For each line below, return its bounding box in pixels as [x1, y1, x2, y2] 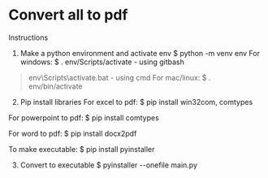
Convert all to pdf [8, 6, 128, 24]
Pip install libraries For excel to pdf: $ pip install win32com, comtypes [19, 97, 253, 106]
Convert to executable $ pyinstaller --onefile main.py [19, 160, 197, 170]
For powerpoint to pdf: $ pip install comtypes [8, 112, 160, 123]
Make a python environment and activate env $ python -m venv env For [19, 48, 260, 58]
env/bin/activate [28, 81, 83, 91]
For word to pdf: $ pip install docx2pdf [8, 128, 137, 138]
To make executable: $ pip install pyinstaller [8, 144, 155, 154]
